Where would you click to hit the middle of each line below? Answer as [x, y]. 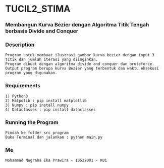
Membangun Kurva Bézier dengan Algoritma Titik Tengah [77, 25]
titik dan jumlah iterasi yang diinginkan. [52, 60]
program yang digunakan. [31, 73]
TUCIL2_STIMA [38, 9]
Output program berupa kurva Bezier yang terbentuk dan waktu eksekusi [82, 69]
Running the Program [32, 122]
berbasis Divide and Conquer [42, 31]
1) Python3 [17, 96]
